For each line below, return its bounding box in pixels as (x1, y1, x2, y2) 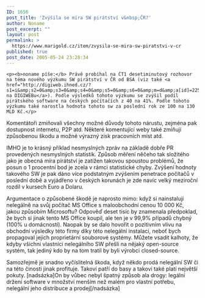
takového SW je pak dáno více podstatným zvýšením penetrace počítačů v (6, 170, 195, 177)
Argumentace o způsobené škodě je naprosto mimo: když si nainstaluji (6, 195, 184, 202)
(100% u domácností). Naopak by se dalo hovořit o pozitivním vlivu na (6, 220, 182, 228)
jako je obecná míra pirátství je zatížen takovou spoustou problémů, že (6, 157, 184, 164)
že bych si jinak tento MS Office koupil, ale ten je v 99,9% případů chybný (6, 214, 192, 222)
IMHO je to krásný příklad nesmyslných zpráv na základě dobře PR (6, 144, 174, 151)
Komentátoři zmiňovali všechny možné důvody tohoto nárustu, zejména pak (6, 119, 197, 126)
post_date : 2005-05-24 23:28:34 (6, 54, 88, 60)
